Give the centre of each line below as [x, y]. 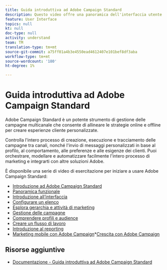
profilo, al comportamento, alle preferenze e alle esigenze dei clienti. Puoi [81, 151]
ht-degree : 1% [20, 66]
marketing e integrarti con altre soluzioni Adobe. [55, 162]
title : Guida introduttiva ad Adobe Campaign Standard [63, 10]
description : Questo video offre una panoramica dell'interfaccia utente [84, 15]
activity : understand [28, 38]
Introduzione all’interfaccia [40, 197]
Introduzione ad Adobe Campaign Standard [57, 186]
